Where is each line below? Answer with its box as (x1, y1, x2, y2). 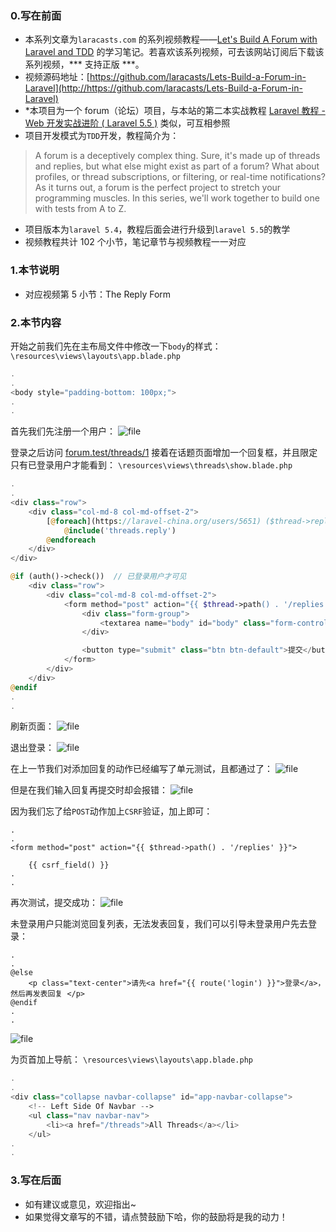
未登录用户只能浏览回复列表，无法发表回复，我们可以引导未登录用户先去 (10, 918, 308, 930)
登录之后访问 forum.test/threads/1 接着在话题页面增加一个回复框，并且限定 (10, 447, 318, 459)
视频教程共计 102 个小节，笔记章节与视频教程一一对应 (24, 236, 247, 248)
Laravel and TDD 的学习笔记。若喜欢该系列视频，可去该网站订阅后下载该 (24, 46, 325, 58)
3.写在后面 (10, 1173, 62, 1187)
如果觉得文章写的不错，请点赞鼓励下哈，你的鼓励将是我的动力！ (24, 1210, 288, 1222)
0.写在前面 (10, 8, 62, 22)
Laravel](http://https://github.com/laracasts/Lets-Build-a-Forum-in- (24, 82, 303, 94)
